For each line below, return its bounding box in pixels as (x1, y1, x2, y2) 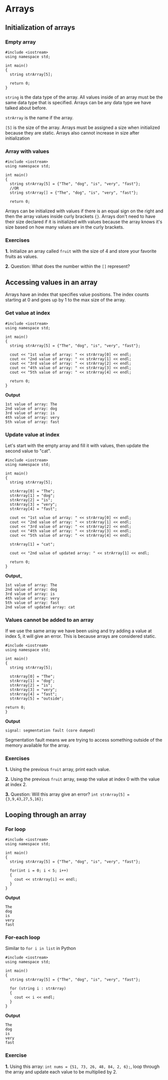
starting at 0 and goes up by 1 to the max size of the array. (5, 297, 126, 303)
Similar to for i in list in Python (5, 945, 76, 952)
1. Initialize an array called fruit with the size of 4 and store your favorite (5, 248, 157, 254)
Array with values (5, 148, 49, 155)
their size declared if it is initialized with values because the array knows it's (5, 219, 162, 225)
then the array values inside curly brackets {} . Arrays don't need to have (5, 213, 156, 220)
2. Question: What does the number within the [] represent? (5, 264, 130, 270)
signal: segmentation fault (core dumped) (5, 728, 96, 733)
